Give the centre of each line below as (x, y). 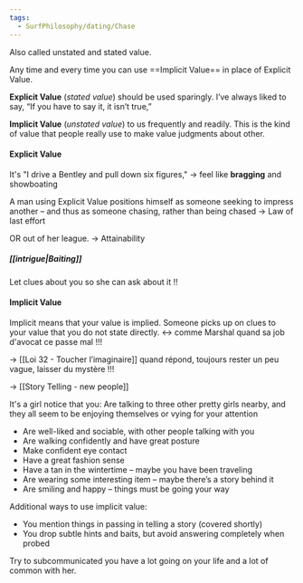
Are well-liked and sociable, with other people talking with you (138, 431)
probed (36, 543)
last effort (28, 220)
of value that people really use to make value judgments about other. (137, 133)
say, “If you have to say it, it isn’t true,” (80, 106)
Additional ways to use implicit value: (78, 506)
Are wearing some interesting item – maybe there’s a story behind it (148, 479)
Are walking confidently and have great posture (111, 441)
